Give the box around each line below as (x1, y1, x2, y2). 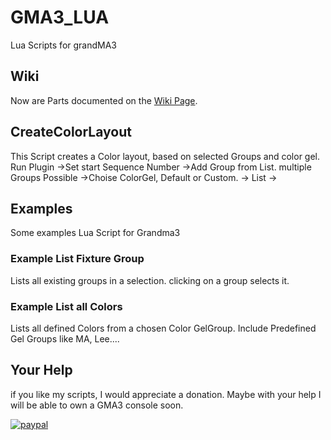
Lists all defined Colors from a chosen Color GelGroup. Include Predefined (10, 322, 317, 334)
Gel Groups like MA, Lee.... (10, 332, 120, 345)
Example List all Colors (10, 299, 123, 313)
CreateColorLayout (10, 124, 132, 141)
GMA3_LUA (10, 6, 110, 29)
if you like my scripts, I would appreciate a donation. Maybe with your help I (10, 388, 322, 400)
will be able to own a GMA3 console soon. (10, 399, 184, 411)
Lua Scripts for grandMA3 (10, 39, 118, 51)
